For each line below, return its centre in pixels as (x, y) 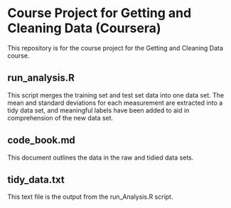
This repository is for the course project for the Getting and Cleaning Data (116, 48)
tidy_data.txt (36, 180)
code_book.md (42, 140)
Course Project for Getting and (100, 13)
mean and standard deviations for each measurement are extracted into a (115, 103)
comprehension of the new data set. (60, 118)
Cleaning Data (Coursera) (84, 28)
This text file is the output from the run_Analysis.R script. (90, 197)
